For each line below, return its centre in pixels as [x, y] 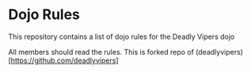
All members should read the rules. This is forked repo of [101, 52]
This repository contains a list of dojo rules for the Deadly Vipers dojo [122, 36]
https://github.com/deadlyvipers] [65, 60]
